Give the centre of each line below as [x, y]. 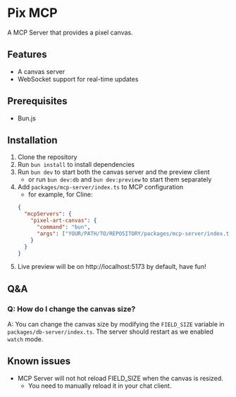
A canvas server [41, 71]
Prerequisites [37, 101]
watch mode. [25, 339]
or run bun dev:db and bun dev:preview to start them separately [120, 179]
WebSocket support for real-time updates [78, 79]
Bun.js [27, 118]
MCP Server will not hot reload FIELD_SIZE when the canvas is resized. [120, 378]
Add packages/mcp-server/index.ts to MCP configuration [100, 187]
